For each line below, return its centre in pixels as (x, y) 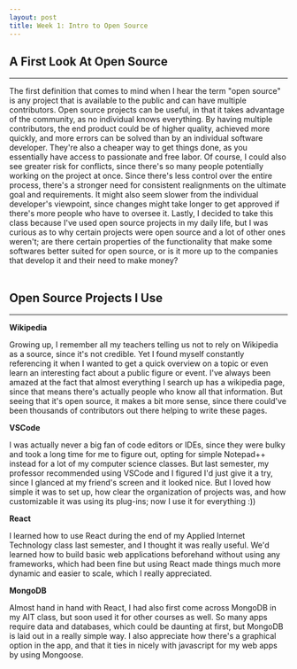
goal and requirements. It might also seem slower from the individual (134, 195)
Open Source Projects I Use (86, 298)
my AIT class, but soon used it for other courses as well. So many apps (138, 618)
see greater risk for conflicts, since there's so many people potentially (136, 167)
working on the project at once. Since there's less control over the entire (141, 176)
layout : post (33, 17)
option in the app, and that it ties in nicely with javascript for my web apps (144, 646)
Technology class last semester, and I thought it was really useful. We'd (139, 545)
